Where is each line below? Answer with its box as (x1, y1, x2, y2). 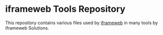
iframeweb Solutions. (5, 25, 49, 31)
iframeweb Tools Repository (5, 3, 126, 15)
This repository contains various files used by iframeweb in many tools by (5, 20, 158, 26)
